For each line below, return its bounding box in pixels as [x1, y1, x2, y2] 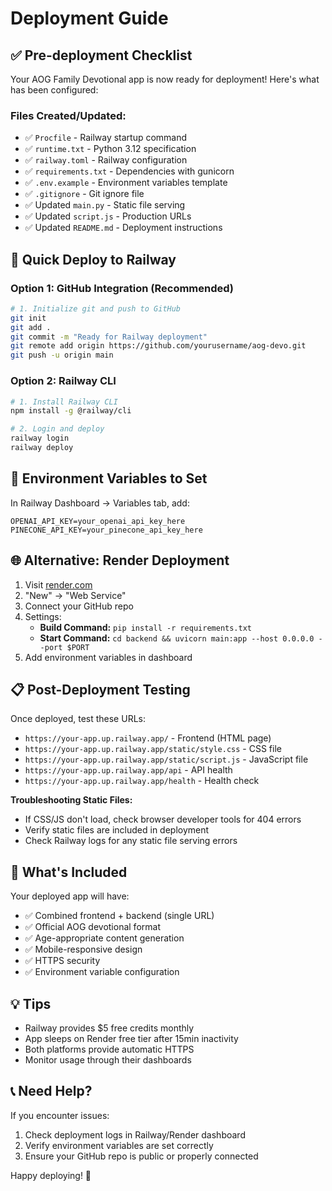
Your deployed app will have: [10, 890, 130, 902]
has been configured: [10, 84, 99, 96]
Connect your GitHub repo [24, 600, 134, 612]
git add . [10, 322, 52, 332]
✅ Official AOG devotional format [24, 921, 161, 933]
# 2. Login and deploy [10, 424, 105, 434]
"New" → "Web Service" [24, 589, 127, 601]
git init [10, 313, 47, 323]
